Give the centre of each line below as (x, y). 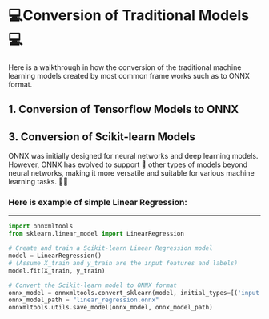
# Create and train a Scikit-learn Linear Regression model (111, 248)
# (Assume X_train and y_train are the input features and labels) (123, 263)
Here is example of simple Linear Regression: (98, 203)
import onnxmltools (41, 226)
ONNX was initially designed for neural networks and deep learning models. (133, 156)
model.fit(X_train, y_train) (57, 271)
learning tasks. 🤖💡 (38, 182)
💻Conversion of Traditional (102, 16)
